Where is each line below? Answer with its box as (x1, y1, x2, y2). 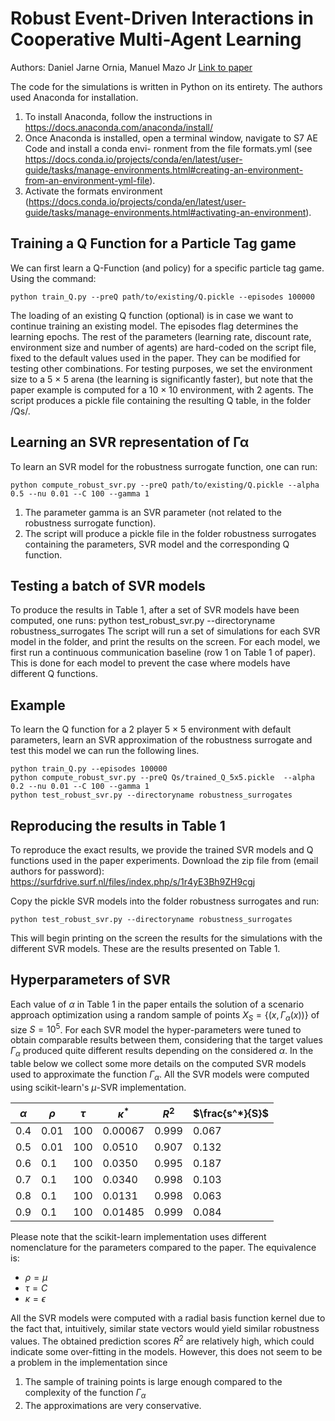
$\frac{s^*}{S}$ (192, 1106, 269, 1120)
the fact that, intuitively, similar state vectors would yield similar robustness (10, 1323, 320, 1335)
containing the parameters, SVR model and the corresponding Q (24, 538, 290, 550)
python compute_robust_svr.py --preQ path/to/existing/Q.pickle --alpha (10, 480, 320, 490)
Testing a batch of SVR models (10, 577, 206, 594)
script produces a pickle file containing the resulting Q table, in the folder (10, 394, 312, 406)
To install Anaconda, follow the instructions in (24, 110, 213, 122)
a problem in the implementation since (10, 1356, 168, 1368)
